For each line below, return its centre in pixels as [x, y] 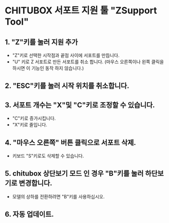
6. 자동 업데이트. [30, 215]
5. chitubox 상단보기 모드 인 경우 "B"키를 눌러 [74, 173]
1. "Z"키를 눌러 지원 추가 [41, 42]
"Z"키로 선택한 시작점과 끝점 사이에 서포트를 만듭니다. [66, 55]
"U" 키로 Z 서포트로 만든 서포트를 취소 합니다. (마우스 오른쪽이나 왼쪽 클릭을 [88, 62]
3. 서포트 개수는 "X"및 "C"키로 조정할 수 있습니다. [80, 105]
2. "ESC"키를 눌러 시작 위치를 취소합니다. [67, 86]
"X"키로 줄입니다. [30, 125]
